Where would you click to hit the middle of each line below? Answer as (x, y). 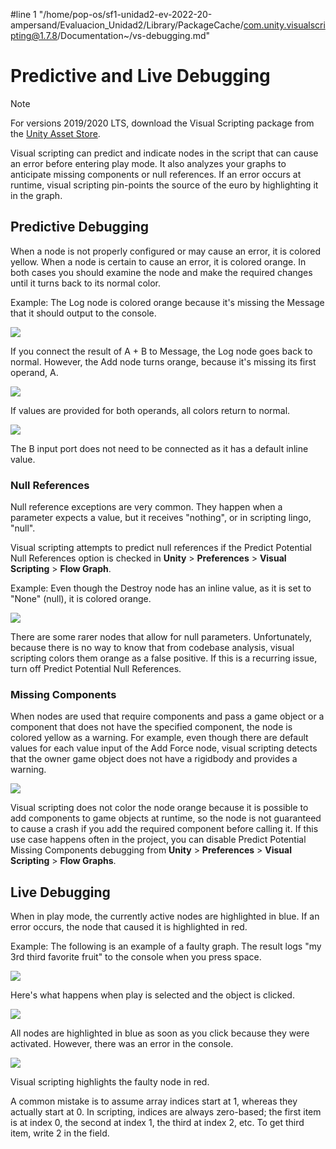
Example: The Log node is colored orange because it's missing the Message (167, 302)
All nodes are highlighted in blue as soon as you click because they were (160, 1033)
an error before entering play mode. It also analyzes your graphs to (148, 163)
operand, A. (34, 372)
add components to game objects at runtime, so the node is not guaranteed (166, 818)
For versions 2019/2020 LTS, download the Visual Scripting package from (162, 123)
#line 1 (23, 14)
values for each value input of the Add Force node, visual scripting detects (164, 748)
